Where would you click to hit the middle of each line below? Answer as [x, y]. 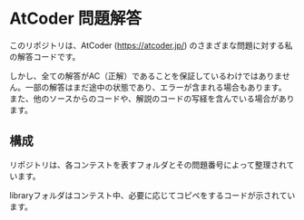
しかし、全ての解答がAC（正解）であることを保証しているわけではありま [146, 76]
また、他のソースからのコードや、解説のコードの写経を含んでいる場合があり [152, 98]
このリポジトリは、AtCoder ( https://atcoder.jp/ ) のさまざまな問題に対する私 [151, 45]
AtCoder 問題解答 [76, 19]
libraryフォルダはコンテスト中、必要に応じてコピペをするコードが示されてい [152, 195]
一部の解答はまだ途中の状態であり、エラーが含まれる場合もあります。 [156, 87]
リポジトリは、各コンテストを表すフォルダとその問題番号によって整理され [148, 165]
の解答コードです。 [45, 56]
